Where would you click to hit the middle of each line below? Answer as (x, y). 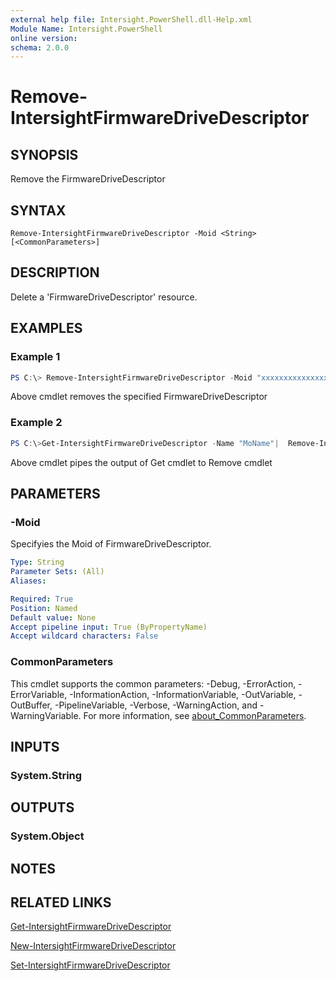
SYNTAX (38, 210)
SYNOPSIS (44, 154)
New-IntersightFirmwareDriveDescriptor (93, 946)
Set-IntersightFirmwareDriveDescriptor (90, 965)
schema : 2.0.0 (40, 47)
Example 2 (36, 423)
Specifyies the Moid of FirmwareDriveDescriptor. (111, 544)
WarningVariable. (46, 715)
